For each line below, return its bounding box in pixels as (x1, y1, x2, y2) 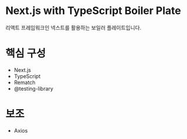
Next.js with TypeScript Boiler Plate (5, 4, 182, 18)
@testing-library (13, 85, 54, 92)
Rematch (13, 79, 36, 86)
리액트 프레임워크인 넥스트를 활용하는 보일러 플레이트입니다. (5, 24, 141, 31)
